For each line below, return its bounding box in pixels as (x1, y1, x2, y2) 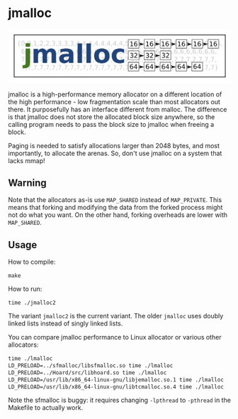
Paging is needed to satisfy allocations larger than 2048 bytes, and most (8, 141, 220, 150)
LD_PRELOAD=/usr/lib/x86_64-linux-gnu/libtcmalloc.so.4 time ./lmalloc (8, 384, 224, 391)
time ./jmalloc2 (8, 299, 56, 306)
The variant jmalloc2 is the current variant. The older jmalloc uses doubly (8, 312, 224, 320)
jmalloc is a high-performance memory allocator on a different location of (8, 90, 222, 99)
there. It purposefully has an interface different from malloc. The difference (8, 105, 227, 113)
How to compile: (8, 257, 56, 267)
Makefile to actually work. (8, 403, 84, 412)
